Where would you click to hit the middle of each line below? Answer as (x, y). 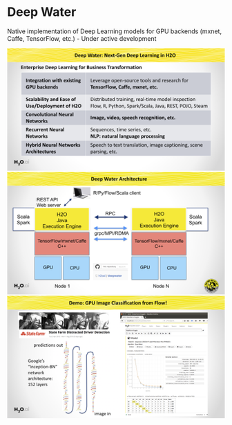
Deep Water (42, 12)
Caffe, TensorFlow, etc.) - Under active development (82, 38)
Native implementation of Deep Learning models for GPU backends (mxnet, (115, 31)
